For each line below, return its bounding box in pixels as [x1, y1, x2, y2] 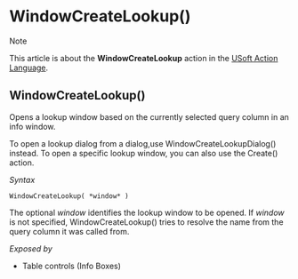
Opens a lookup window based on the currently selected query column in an [9, 111, 289, 122]
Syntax [9, 174, 36, 185]
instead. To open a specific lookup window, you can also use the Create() [9, 147, 278, 158]
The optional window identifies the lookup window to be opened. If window [9, 207, 285, 218]
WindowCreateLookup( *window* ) [9, 191, 129, 201]
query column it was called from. [9, 226, 130, 236]
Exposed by [9, 243, 53, 254]
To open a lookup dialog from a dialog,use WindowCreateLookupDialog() [9, 138, 277, 148]
